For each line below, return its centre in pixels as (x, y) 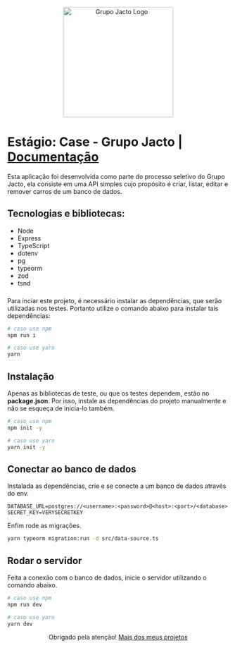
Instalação (31, 376)
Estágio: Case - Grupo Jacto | (95, 142)
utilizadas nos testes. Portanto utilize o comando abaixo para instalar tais (113, 308)
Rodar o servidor (45, 561)
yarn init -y (26, 447)
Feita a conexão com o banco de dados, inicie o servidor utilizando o (107, 577)
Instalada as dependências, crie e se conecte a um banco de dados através (117, 486)
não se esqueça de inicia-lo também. (61, 408)
